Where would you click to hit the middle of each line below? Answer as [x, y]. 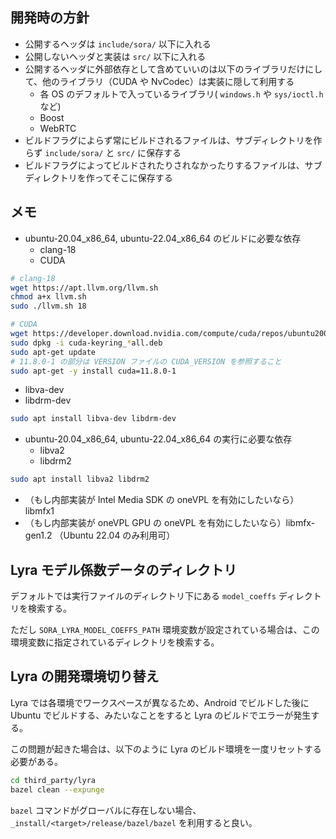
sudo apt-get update [53, 352]
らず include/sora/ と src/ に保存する [103, 152]
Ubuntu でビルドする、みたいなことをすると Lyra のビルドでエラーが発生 [161, 715]
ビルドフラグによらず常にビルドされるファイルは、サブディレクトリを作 [173, 140]
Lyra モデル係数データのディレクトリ [124, 569]
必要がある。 [36, 761]
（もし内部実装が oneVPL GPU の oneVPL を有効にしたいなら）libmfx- [170, 523]
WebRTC [58, 128]
